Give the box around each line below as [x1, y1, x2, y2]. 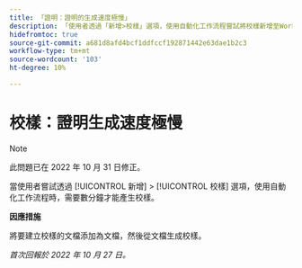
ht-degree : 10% [9, 64, 67, 73]
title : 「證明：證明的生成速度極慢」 [9, 13, 132, 22]
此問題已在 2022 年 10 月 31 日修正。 [9, 161, 146, 172]
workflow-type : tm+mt [9, 47, 91, 56]
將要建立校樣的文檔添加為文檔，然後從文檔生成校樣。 [9, 230, 207, 241]
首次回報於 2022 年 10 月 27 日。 [9, 249, 131, 260]
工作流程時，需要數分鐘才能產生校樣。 [16, 192, 159, 202]
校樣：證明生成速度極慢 [9, 113, 183, 133]
